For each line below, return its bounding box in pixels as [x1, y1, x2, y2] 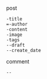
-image [6, 32, 23, 38]
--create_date [6, 47, 42, 53]
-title [6, 16, 23, 22]
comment [6, 58, 30, 65]
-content [6, 26, 28, 32]
